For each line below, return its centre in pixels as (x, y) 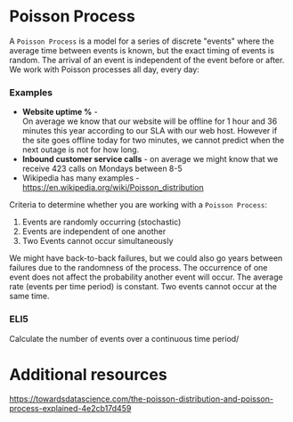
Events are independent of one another (94, 231)
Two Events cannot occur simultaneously (98, 241)
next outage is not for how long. (81, 150)
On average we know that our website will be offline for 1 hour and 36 (150, 121)
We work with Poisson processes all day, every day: (105, 69)
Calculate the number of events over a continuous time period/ (124, 338)
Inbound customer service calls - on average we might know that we (150, 159)
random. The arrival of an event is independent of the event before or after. (147, 60)
